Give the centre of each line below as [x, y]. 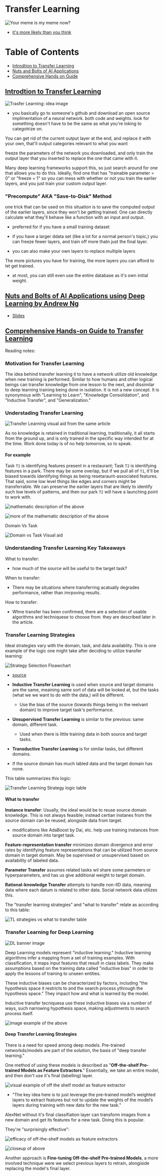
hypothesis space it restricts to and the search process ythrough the [74, 988]
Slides [18, 315]
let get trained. [20, 266]
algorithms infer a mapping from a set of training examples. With [70, 958]
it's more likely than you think [42, 32]
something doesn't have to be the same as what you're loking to [77, 123]
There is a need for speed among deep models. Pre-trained [65, 1045]
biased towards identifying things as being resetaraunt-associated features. [82, 476]
